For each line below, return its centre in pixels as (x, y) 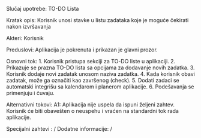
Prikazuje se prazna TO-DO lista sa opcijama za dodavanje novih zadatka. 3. (100, 68)
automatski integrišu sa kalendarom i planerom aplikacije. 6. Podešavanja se (100, 87)
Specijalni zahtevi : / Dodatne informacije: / (59, 129)
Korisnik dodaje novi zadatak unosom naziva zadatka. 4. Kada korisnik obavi (100, 74)
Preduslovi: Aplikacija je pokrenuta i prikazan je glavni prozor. (82, 50)
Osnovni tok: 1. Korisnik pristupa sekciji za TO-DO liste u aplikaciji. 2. (91, 61)
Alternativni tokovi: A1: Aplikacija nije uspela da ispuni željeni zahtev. (91, 105)
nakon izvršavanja (28, 27)
